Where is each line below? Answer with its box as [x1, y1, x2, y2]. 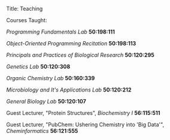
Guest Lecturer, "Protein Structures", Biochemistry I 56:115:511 [6, 109, 160, 116]
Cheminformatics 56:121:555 [6, 127, 78, 134]
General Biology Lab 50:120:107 [6, 98, 87, 105]
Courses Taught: [6, 17, 47, 23]
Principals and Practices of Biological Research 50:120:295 [6, 51, 154, 59]
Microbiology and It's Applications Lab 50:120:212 [6, 86, 132, 93]
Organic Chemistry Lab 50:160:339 [6, 75, 95, 81]
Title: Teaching [6, 5, 43, 12]
